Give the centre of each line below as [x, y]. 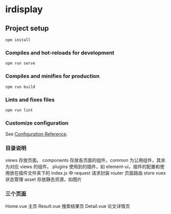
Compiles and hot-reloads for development [60, 53]
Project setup [27, 28]
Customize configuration [37, 123]
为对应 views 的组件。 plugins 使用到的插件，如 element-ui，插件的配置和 [83, 167]
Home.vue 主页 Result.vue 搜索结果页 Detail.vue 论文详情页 [68, 206]
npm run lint [19, 110]
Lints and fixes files [30, 100]
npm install [18, 40]
